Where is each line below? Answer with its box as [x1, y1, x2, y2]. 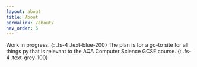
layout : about [6, 8, 42, 15]
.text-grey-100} [11, 54, 49, 61]
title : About [6, 14, 39, 20]
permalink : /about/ [6, 20, 55, 25]
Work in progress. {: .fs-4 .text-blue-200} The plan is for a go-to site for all [6, 42, 189, 49]
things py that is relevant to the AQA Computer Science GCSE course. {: [6, 48, 182, 55]
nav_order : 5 [6, 25, 39, 31]
